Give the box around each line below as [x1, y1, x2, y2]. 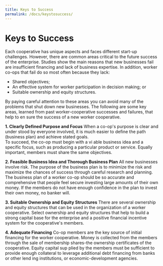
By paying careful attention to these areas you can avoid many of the [5, 98, 144, 105]
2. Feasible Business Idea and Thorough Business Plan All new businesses [5, 159, 158, 165]
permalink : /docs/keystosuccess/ [5, 12, 73, 17]
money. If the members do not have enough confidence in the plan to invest [5, 185, 158, 190]
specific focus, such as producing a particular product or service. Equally [5, 144, 153, 150]
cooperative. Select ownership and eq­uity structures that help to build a [5, 210, 149, 216]
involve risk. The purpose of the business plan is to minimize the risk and [5, 164, 152, 170]
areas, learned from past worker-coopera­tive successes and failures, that [5, 109, 153, 115]
